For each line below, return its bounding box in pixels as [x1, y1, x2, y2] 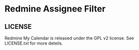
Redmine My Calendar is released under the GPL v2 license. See [4, 35, 135, 41]
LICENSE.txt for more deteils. [4, 40, 63, 46]
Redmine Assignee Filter [4, 3, 106, 14]
